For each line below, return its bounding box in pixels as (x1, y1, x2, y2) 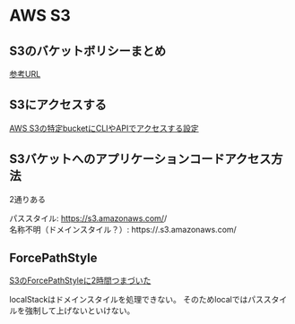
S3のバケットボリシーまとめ (9, 43, 167, 58)
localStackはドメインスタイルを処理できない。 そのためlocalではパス (9, 294, 265, 305)
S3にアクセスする (9, 98, 108, 113)
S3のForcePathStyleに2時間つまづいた (9, 275, 152, 286)
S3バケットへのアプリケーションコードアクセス (9, 151, 272, 166)
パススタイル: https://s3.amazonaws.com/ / (9, 212, 168, 224)
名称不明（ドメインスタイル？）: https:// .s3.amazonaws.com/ (9, 224, 238, 234)
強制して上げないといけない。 (24, 305, 135, 316)
